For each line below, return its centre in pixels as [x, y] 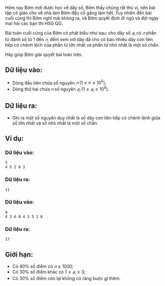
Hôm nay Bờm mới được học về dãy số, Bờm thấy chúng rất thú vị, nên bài [80, 8]
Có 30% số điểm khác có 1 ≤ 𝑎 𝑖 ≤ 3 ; [49, 272]
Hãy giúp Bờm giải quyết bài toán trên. [44, 54]
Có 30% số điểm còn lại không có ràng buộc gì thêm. [66, 278]
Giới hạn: [19, 254]
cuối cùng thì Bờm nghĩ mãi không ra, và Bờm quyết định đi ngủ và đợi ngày [82, 18]
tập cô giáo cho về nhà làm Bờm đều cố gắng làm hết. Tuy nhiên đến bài [78, 13]
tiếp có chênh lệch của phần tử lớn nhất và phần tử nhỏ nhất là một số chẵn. [82, 45]
